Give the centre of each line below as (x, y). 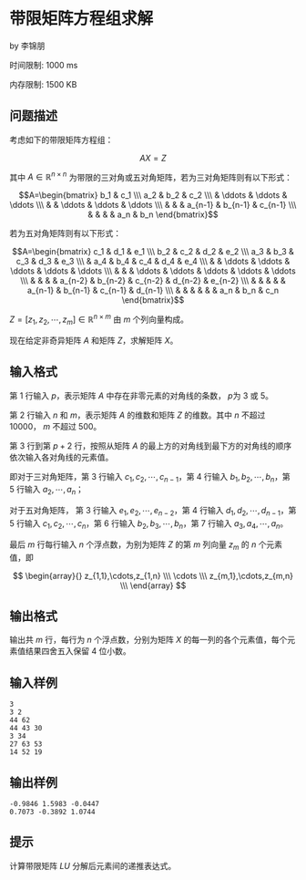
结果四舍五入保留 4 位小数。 (78, 651)
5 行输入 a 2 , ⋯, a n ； (47, 491)
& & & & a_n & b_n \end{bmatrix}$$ (153, 214)
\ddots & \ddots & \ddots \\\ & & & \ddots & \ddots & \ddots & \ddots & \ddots (153, 271)
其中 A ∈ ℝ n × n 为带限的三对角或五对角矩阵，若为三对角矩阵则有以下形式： (151, 176)
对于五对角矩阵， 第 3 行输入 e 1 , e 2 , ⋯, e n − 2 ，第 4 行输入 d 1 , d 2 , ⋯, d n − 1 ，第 (153, 512)
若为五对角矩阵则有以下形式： (65, 233)
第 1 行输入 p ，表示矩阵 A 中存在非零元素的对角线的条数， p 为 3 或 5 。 (141, 395)
